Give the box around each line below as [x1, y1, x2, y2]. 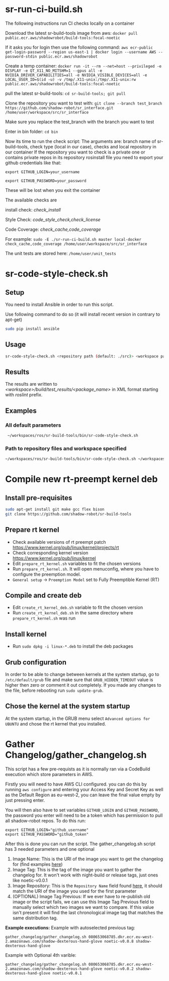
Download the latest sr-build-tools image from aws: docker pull [5, 30, 138, 36]
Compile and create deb [5, 591, 82, 599]
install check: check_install [5, 206, 61, 213]
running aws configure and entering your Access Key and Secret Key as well [5, 786, 163, 792]
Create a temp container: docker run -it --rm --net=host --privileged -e [5, 63, 162, 69]
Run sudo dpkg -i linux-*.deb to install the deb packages [12, 643, 133, 649]
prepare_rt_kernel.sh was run [12, 615, 76, 622]
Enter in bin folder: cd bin [5, 128, 58, 134]
